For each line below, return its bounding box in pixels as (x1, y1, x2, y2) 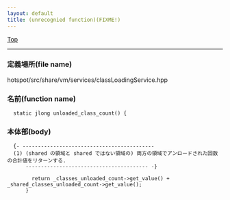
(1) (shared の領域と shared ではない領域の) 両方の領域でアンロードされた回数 (13, 150, 218, 157)
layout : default (7, 10, 53, 17)
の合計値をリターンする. (7, 158, 66, 165)
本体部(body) (7, 127, 51, 137)
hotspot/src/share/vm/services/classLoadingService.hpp (7, 76, 168, 84)
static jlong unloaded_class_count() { (13, 110, 127, 117)
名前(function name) (7, 94, 77, 103)
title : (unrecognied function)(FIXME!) (7, 16, 121, 23)
